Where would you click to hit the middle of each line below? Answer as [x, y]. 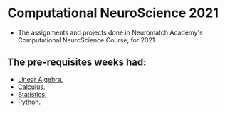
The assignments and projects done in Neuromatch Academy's [110, 32]
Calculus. [31, 87]
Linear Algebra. [40, 79]
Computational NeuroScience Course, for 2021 [86, 40]
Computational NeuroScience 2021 [113, 13]
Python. [29, 102]
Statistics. [32, 94]
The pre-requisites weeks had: [77, 63]
